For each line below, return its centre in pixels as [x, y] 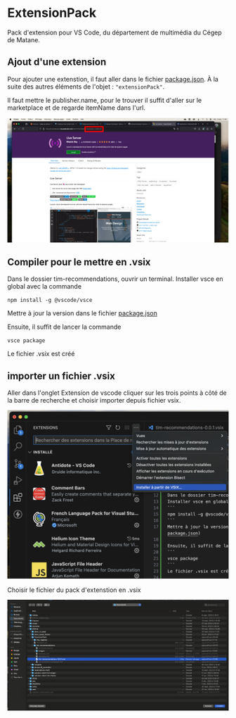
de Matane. [24, 39]
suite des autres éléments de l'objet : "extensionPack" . [86, 87]
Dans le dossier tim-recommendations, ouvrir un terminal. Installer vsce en [115, 279]
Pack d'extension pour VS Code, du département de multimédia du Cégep [115, 32]
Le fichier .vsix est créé [41, 354]
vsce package [26, 341]
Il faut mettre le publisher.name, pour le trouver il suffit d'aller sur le [105, 100]
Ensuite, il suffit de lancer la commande [64, 327]
